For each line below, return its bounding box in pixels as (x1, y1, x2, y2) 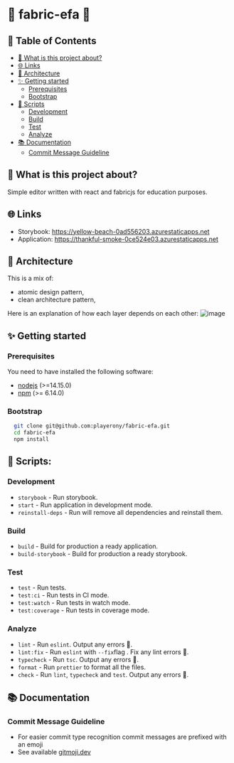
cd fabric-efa (14, 429, 55, 437)
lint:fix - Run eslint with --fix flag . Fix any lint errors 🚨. (17, 647, 189, 656)
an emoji (17, 740, 43, 749)
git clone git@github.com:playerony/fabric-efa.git (14, 422, 171, 429)
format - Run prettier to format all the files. (17, 663, 146, 671)
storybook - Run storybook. (17, 493, 98, 501)
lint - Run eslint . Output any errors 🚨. (17, 640, 133, 649)
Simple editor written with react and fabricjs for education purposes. (7, 188, 208, 196)
